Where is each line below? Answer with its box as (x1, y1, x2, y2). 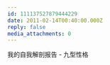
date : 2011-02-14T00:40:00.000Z (7, 17, 103, 24)
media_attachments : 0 (7, 30, 72, 37)
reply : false (7, 23, 46, 30)
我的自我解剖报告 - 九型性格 (7, 50, 89, 59)
